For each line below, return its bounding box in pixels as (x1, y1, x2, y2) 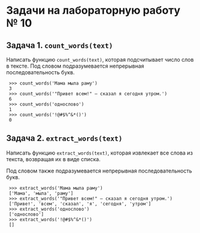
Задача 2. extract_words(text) (6, 133, 123, 144)
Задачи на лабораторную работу (6, 4, 181, 17)
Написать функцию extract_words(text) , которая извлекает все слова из (6, 149, 193, 156)
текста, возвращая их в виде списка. (6, 155, 101, 162)
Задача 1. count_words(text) (6, 40, 113, 50)
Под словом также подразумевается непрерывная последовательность (6, 167, 192, 174)
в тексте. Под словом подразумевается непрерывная (6, 62, 145, 69)
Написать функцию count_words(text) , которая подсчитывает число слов (6, 56, 194, 63)
